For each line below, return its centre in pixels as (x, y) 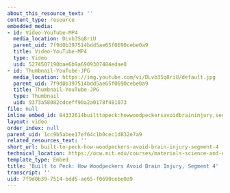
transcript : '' (29, 172)
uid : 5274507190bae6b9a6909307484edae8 (70, 64)
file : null (23, 109)
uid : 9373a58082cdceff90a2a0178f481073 (70, 103)
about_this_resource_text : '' (50, 13)
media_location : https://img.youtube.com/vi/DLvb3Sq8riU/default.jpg (114, 77)
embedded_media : (30, 26)
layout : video (27, 121)
